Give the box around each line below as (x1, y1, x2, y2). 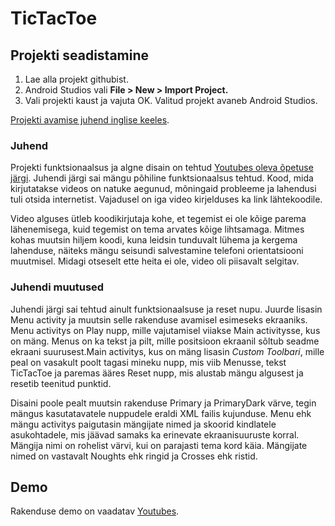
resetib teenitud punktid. (10, 377, 112, 389)
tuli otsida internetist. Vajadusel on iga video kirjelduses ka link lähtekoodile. (10, 193, 323, 206)
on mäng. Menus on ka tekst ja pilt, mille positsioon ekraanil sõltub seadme (10, 335, 320, 347)
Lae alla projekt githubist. (24, 73, 129, 85)
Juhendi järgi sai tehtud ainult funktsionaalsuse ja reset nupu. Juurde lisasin (10, 303, 323, 315)
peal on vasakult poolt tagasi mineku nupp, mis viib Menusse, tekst (10, 356, 287, 368)
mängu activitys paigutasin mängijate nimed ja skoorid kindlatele (10, 418, 277, 430)
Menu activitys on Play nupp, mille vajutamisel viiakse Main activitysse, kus (10, 324, 321, 336)
